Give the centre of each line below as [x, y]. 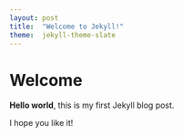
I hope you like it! [41, 123]
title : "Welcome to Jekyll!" [67, 26]
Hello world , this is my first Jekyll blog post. [92, 105]
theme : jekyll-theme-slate [63, 35]
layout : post [34, 18]
